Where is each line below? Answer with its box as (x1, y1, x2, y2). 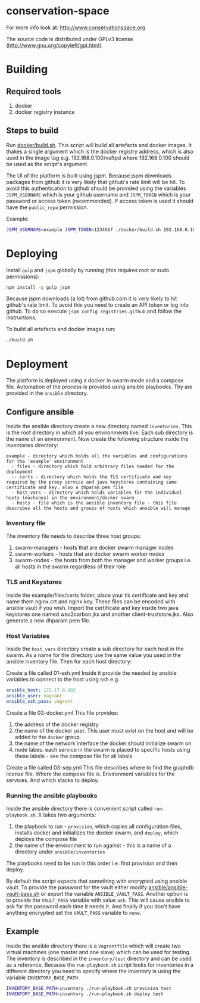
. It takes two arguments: (35, 811, 96, 818)
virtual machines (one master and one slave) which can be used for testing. (6, 948, 191, 955)
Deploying (6, 247, 58, 260)
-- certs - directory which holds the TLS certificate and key (11, 474, 171, 480)
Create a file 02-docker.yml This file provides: (6, 709, 119, 716)
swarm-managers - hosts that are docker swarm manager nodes (14, 544, 174, 552)
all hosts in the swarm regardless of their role (14, 563, 126, 570)
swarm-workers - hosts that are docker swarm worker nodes (14, 550, 165, 557)
